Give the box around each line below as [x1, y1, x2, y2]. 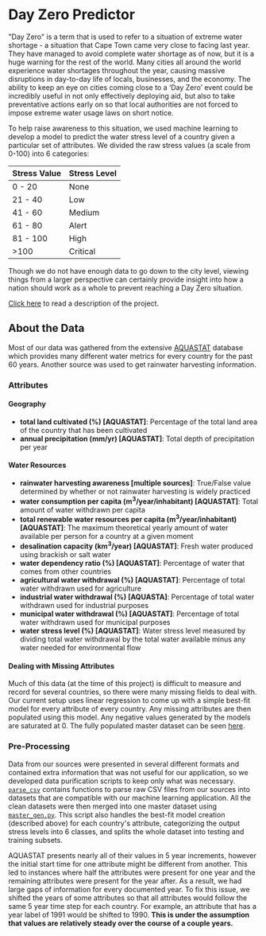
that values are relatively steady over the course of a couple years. [8, 918, 233, 928]
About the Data [8, 322, 85, 335]
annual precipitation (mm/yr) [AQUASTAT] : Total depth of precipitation [19, 434, 255, 443]
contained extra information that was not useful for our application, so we [8, 767, 249, 777]
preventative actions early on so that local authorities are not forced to [8, 99, 238, 109]
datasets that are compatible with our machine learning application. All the [8, 793, 252, 802]
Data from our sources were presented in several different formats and [8, 759, 240, 769]
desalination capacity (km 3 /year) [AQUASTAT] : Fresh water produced [19, 540, 253, 551]
